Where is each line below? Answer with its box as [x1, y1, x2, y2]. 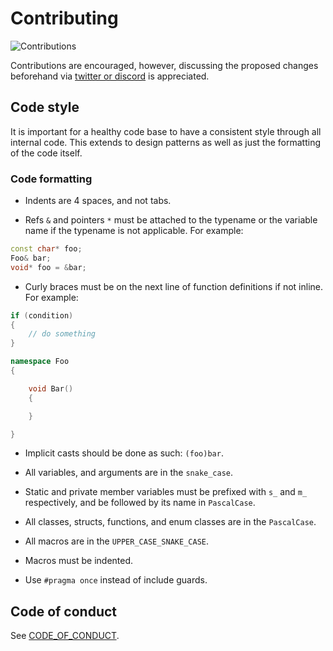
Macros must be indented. [24, 555, 134, 567]
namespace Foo [10, 357, 70, 367]
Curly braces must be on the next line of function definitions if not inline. [24, 280, 323, 292]
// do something [28, 329, 97, 339]
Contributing [10, 7, 119, 30]
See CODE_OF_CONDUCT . [10, 630, 120, 642]
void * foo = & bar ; [10, 262, 87, 272]
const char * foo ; [10, 244, 83, 254]
